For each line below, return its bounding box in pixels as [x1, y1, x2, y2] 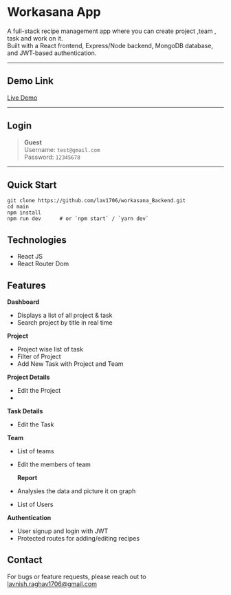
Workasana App [7, 4, 101, 20]
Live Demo [7, 94, 38, 102]
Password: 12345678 [23, 153, 80, 161]
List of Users [16, 500, 54, 508]
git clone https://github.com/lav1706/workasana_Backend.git [7, 197, 186, 204]
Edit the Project [16, 387, 61, 394]
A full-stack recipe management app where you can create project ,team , [7, 27, 217, 35]
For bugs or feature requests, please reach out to [7, 572, 146, 581]
